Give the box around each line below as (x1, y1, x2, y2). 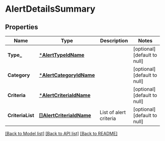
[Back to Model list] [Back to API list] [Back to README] (5, 131, 118, 136)
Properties (5, 23, 38, 31)
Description (100, 38, 128, 44)
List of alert (100, 109, 126, 116)
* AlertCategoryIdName (39, 72, 95, 79)
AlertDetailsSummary (5, 3, 96, 15)
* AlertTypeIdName (39, 52, 84, 58)
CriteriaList (7, 112, 34, 119)
